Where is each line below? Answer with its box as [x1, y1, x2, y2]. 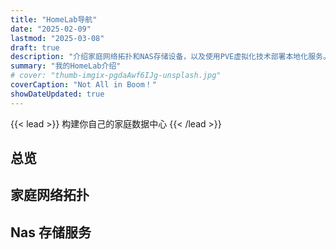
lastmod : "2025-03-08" [10, 33, 105, 43]
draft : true [10, 42, 60, 53]
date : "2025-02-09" [10, 24, 92, 34]
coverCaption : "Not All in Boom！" [10, 80, 157, 90]
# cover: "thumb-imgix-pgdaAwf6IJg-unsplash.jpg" [10, 71, 222, 81]
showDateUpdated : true [10, 89, 105, 99]
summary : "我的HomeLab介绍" [10, 61, 122, 71]
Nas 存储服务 [10, 224, 92, 241]
